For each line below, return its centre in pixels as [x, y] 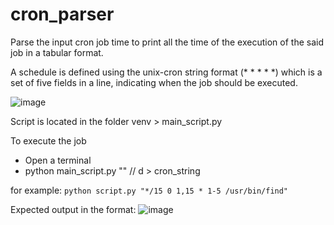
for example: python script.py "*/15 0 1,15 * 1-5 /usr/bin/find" [149, 190]
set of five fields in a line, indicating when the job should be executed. [154, 82]
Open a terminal [58, 160]
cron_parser [62, 14]
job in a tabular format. [57, 52]
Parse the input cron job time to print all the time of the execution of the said [167, 42]
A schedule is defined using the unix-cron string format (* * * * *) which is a [166, 72]
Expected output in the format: [73, 209]
